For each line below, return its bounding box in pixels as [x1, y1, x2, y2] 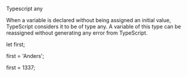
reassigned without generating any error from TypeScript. [6, 29, 148, 36]
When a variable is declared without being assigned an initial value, [6, 17, 172, 23]
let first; [6, 41, 26, 48]
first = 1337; [6, 64, 36, 71]
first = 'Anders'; [6, 53, 45, 59]
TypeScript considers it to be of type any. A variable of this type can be [6, 23, 182, 30]
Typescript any [6, 5, 43, 12]
